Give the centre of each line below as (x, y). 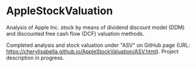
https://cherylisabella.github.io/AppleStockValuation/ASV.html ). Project (92, 51)
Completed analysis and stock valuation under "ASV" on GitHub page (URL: (98, 45)
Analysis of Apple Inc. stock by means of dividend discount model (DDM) (95, 27)
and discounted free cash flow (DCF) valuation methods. (75, 33)
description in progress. (35, 58)
